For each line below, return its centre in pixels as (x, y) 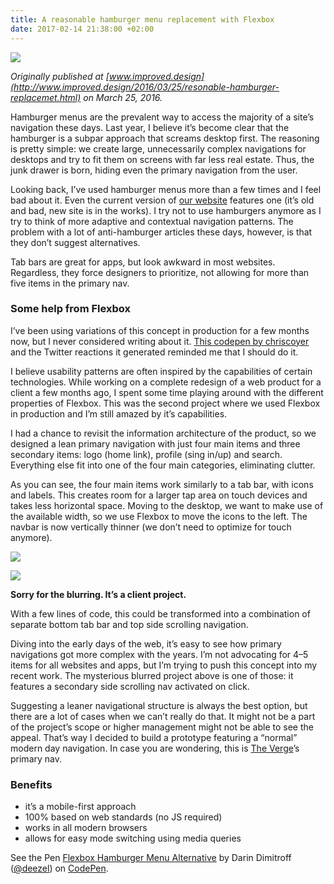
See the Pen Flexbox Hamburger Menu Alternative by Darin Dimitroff (151, 858)
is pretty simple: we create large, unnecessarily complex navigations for (158, 148)
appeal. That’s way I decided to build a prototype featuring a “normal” (154, 737)
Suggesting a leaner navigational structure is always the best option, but (159, 705)
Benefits (31, 784)
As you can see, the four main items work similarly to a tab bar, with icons (162, 484)
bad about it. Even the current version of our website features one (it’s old (162, 200)
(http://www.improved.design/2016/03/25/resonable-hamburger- (145, 87)
